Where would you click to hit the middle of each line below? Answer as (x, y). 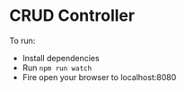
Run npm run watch (57, 68)
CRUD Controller (72, 16)
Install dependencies (61, 58)
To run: (22, 41)
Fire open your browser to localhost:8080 (99, 77)
